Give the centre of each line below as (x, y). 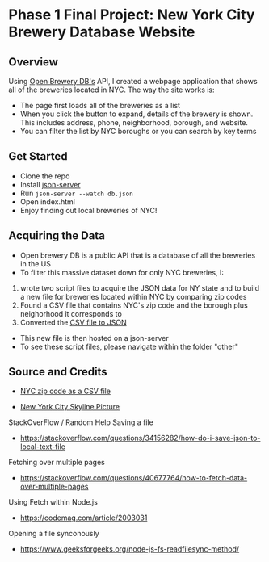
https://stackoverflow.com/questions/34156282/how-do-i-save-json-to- (140, 438)
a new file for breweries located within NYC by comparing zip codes (133, 296)
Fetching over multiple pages (57, 463)
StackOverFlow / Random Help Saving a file (81, 422)
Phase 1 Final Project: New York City (132, 15)
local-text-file (43, 447)
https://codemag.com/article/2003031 (84, 518)
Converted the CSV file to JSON (73, 322)
